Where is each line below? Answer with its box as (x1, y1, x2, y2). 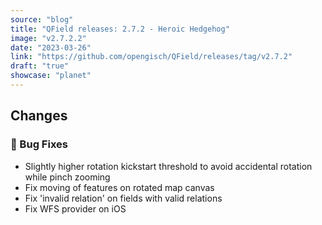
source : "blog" (10, 14, 74, 25)
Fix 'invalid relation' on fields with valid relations (24, 192, 223, 204)
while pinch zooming (24, 171, 111, 183)
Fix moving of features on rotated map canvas (24, 181, 215, 193)
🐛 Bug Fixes (10, 137, 68, 151)
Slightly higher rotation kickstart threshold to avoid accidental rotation (24, 160, 313, 172)
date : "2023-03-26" (10, 42, 92, 53)
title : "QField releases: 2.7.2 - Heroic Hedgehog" (10, 24, 230, 34)
